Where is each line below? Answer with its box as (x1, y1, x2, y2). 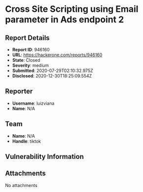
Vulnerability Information (5, 153, 84, 161)
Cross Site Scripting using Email (5, 3, 139, 15)
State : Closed (12, 57, 40, 63)
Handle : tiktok (12, 138, 41, 144)
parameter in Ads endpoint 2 (5, 14, 124, 25)
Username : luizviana (12, 100, 55, 106)
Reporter (5, 87, 33, 96)
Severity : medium (12, 63, 49, 68)
